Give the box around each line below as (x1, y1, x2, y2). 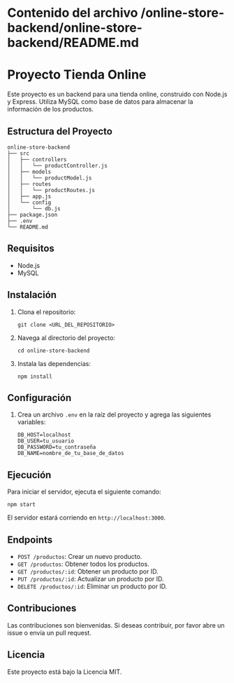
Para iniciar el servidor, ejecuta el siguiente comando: (7, 487, 162, 496)
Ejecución (7, 468, 52, 481)
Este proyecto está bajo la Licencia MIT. (7, 668, 122, 676)
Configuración (7, 391, 72, 404)
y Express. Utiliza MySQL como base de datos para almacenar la (7, 97, 193, 106)
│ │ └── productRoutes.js (7, 187, 96, 194)
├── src (7, 149, 30, 157)
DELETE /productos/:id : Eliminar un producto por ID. (17, 582, 168, 590)
